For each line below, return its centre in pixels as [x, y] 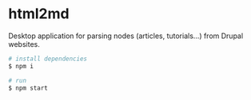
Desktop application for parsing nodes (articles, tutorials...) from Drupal [126, 36]
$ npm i [21, 66]
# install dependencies [48, 59]
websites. [24, 44]
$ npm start [28, 88]
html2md [39, 14]
